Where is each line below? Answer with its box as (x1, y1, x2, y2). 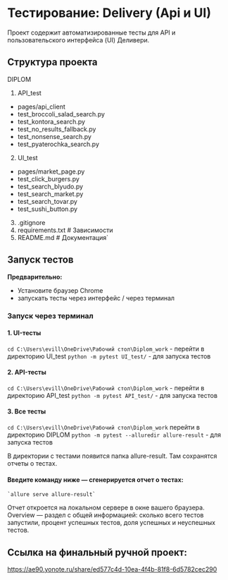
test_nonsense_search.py (17, 132, 91, 140)
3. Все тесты (7, 407, 46, 416)
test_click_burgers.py (17, 174, 80, 183)
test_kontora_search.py (17, 117, 86, 126)
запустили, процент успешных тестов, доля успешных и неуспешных (7, 519, 216, 527)
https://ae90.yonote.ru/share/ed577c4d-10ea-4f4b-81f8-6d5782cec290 (7, 565, 217, 574)
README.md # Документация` (17, 233, 109, 241)
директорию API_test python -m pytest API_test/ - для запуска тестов (7, 391, 218, 399)
